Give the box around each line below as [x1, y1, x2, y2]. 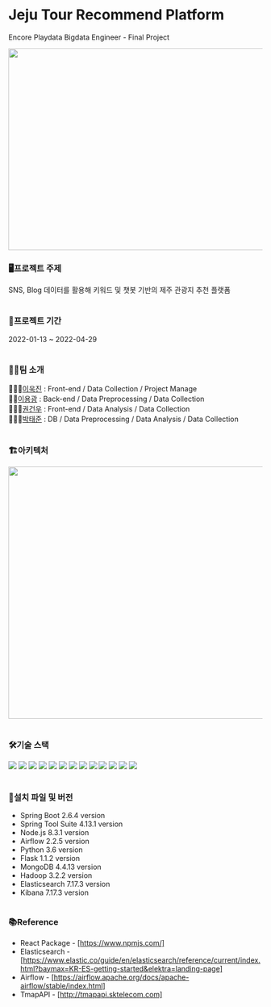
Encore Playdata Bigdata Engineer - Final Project [8, 32, 170, 42]
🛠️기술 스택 [8, 740, 50, 751]
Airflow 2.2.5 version [19, 837, 90, 846]
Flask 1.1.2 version [19, 854, 81, 863]
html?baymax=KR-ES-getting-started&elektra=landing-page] [19, 963, 223, 973]
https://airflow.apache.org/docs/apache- [53, 972, 190, 982]
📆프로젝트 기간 [8, 315, 62, 327]
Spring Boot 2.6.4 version [19, 811, 106, 821]
